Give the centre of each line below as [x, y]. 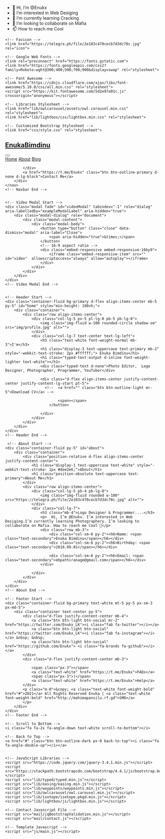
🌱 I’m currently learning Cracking [46, 18]
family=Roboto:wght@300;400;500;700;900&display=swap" [62, 70]
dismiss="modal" [22, 232]
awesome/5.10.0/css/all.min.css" [39, 87]
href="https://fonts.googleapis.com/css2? [62, 65]
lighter [13, 362]
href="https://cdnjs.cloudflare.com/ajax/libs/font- [73, 83]
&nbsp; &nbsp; [30, 638]
